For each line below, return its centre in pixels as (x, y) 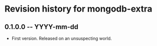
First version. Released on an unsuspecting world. (62, 38)
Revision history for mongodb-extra (78, 9)
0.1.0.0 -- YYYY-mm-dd (42, 27)
